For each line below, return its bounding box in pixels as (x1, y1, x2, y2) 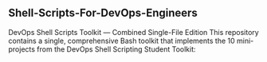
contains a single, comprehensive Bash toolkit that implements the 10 (8, 36, 235, 45)
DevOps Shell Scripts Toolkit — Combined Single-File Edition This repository (8, 27, 259, 37)
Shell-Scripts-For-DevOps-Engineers (8, 6, 198, 20)
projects (8, 44, 36, 54)
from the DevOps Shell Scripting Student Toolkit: (37, 44, 196, 54)
